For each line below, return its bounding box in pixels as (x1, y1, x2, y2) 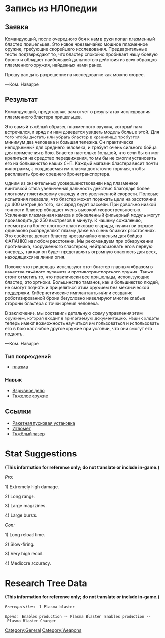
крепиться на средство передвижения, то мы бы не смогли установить (5, 155, 156, 161)
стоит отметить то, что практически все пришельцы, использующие (5, 274, 150, 280)
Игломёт (12, 426, 31, 432)
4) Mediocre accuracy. (5, 560, 51, 566)
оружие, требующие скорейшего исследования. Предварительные (5, 46, 148, 52)
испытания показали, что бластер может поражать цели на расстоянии (5, 196, 157, 202)
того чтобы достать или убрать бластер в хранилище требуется (5, 134, 140, 140)
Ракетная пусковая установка (12, 420, 75, 426)
